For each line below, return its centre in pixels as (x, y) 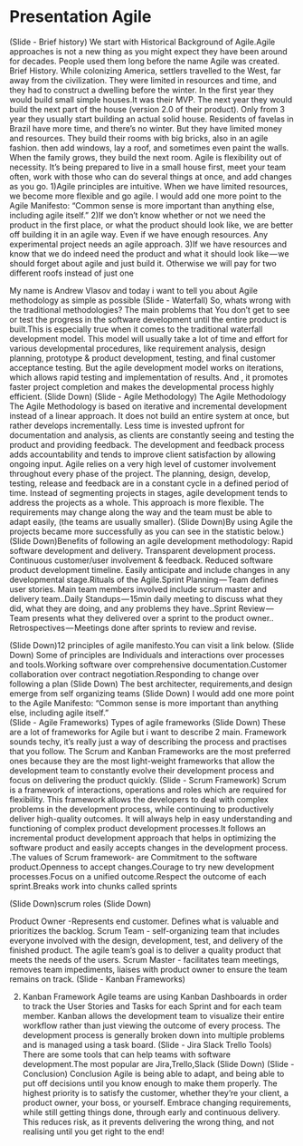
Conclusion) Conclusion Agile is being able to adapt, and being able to (153, 1073)
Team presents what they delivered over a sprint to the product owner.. (142, 617)
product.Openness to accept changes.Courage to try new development (142, 867)
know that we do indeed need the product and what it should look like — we (149, 253)
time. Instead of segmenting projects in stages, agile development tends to (148, 492)
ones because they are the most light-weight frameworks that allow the (142, 761)
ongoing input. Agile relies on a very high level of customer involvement (143, 463)
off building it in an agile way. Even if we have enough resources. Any (139, 234)
